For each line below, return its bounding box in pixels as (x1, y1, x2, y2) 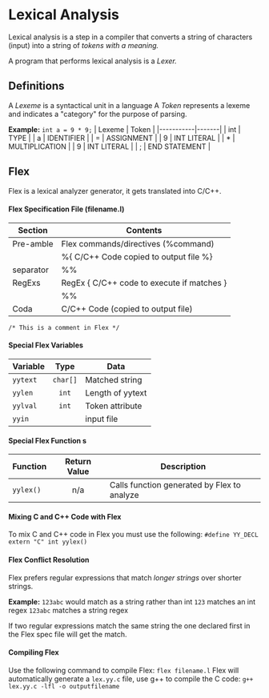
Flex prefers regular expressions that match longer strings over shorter (8, 572, 242, 582)
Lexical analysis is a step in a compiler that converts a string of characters (8, 32, 253, 42)
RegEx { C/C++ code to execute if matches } (61, 277, 227, 288)
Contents (126, 224, 163, 235)
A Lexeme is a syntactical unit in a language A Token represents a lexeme (8, 100, 251, 110)
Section (18, 224, 48, 235)
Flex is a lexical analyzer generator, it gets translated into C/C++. (8, 186, 222, 195)
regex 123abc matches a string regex (8, 605, 129, 615)
